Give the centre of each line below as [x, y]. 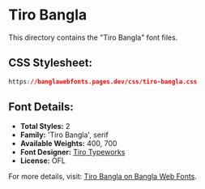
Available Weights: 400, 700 [68, 144]
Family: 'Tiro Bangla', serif [64, 135]
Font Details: [41, 107]
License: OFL [43, 161]
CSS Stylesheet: [51, 63]
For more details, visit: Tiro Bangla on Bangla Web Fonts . [102, 177]
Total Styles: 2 [45, 127]
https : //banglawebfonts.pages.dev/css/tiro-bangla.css [103, 82]
